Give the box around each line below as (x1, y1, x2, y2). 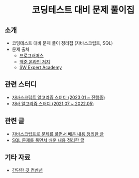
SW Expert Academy (19, 64, 62, 70)
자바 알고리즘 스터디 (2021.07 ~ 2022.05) (11, 100, 94, 106)
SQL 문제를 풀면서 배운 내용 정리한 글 (11, 137, 85, 143)
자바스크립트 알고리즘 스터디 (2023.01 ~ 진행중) (11, 94, 105, 100)
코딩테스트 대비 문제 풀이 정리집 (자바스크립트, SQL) (11, 40, 113, 46)
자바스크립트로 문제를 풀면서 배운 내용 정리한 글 (11, 130, 104, 137)
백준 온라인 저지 (19, 59, 50, 64)
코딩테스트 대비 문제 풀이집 (31, 4, 135, 16)
